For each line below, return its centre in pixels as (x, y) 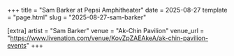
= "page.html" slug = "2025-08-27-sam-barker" (77, 17)
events (17, 45)
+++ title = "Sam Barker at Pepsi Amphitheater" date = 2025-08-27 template (117, 10)
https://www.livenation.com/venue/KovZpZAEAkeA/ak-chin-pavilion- (109, 38)
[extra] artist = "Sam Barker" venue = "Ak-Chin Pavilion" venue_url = (106, 31)
